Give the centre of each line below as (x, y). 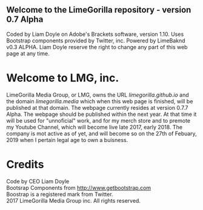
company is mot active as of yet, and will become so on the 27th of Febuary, (101, 134)
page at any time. (28, 53)
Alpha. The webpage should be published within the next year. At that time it (101, 114)
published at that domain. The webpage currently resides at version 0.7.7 (97, 107)
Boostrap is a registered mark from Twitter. (60, 194)
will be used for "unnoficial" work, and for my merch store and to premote (98, 120)
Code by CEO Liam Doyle (38, 181)
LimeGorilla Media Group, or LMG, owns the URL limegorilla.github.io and (98, 95)
